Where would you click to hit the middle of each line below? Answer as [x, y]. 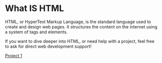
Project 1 [14, 55]
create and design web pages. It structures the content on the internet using [81, 26]
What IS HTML [34, 8]
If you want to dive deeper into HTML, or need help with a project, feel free [80, 41]
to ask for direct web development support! [48, 46]
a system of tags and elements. [36, 32]
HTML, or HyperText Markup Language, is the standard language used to [78, 22]
